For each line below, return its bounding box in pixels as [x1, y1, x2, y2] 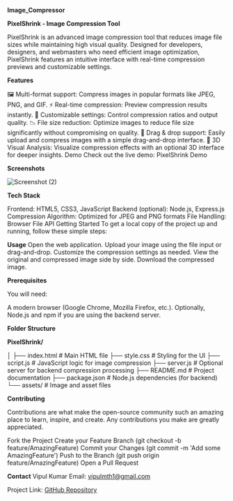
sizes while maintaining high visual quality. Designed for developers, [7, 40, 203, 48]
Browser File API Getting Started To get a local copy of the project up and [7, 220, 218, 227]
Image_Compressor [7, 6, 65, 14]
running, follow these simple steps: [7, 227, 108, 235]
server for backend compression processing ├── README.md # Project [7, 366, 214, 374]
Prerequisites [7, 276, 47, 285]
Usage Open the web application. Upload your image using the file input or [7, 241, 222, 248]
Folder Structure [7, 324, 56, 332]
